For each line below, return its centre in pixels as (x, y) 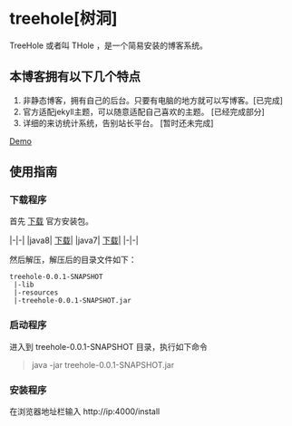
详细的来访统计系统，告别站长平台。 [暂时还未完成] (118, 122)
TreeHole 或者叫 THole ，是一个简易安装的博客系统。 (109, 45)
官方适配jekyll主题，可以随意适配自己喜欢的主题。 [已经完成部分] (143, 111)
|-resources (36, 293)
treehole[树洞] (63, 19)
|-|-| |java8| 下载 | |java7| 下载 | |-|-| (74, 240)
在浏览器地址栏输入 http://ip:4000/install (85, 411)
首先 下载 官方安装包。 (51, 221)
